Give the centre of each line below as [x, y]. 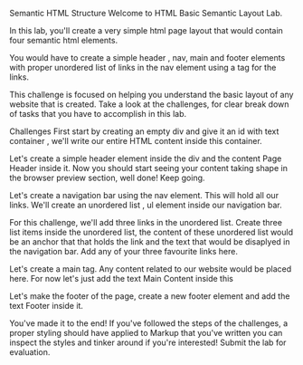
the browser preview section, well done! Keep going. [107, 178]
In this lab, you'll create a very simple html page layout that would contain [146, 30]
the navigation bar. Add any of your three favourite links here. [123, 251]
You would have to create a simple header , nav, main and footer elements [147, 58]
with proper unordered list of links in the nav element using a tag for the [143, 67]
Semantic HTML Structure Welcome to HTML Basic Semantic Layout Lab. [146, 13]
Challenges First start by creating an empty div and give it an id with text [144, 131]
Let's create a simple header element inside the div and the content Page [146, 158]
